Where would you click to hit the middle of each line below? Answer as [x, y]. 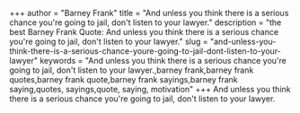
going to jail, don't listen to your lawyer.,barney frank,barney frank [132, 70]
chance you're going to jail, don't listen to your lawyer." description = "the [146, 22]
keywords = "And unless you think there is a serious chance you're [163, 61]
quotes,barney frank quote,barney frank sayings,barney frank [124, 79]
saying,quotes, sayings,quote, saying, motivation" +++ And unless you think [150, 89]
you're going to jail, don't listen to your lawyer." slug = [109, 41]
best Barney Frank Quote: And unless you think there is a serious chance [144, 32]
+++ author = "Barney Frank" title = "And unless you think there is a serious [149, 13]
